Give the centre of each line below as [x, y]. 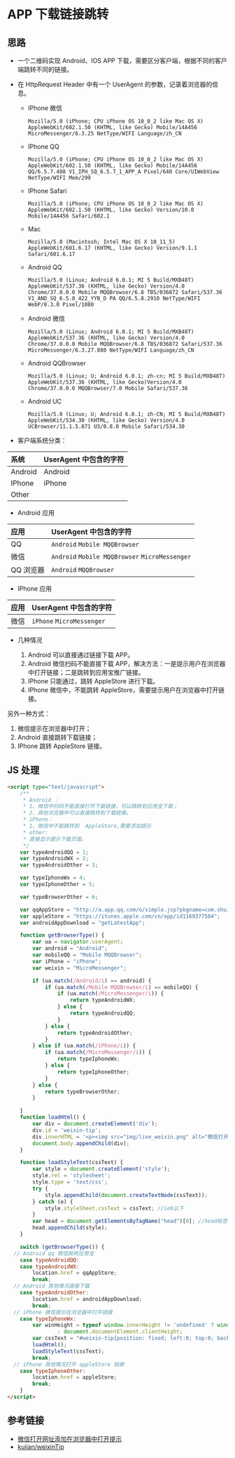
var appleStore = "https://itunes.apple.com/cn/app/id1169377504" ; [120, 916]
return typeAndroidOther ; [95, 1033]
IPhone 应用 [35, 589]
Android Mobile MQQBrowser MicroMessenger [121, 557]
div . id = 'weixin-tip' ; [67, 1130]
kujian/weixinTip [41, 1447]
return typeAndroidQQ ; [103, 1014]
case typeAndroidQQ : [50, 1260]
